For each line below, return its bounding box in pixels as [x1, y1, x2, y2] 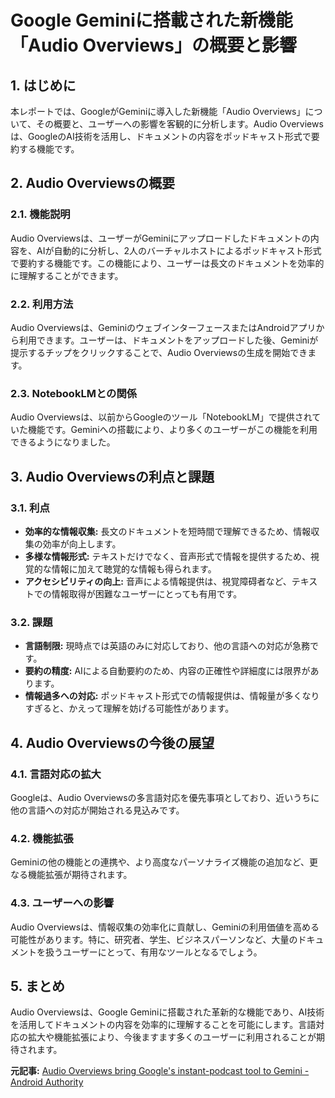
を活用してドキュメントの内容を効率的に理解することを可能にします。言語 [10, 1019, 317, 1031]
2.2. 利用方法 [10, 297, 74, 311]
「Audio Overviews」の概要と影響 [10, 34, 297, 57]
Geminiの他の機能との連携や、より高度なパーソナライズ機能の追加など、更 [10, 856, 318, 868]
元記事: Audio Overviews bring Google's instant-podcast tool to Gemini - [10, 1065, 310, 1077]
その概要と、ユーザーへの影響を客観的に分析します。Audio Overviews [35, 118, 324, 130]
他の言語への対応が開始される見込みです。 [10, 804, 185, 816]
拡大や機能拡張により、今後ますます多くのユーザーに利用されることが [27, 1031, 317, 1043]
